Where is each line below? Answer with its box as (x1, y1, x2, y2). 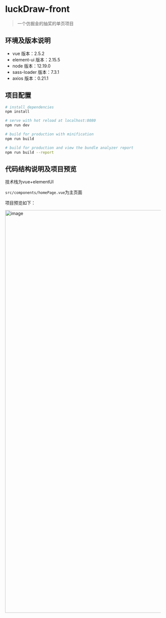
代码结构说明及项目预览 (5, 165, 77, 173)
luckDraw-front (5, 3, 70, 15)
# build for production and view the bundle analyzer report (5, 145, 134, 150)
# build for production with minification (5, 132, 94, 137)
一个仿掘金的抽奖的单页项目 (17, 20, 74, 26)
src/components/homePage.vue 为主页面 (5, 189, 83, 195)
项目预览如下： (5, 200, 36, 206)
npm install (5, 109, 30, 114)
